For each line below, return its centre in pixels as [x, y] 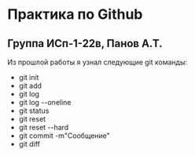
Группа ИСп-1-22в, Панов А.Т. [85, 44]
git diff [29, 144]
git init [29, 77]
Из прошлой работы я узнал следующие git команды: [97, 62]
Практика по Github [75, 15]
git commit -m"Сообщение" [64, 136]
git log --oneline [45, 102]
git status [34, 111]
